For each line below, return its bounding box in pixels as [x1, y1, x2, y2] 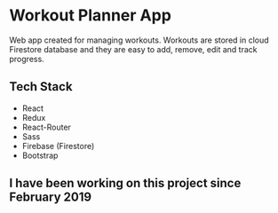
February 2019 [9, 190, 91, 205]
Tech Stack [9, 79, 73, 94]
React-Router [21, 122, 71, 132]
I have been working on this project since [9, 176, 242, 191]
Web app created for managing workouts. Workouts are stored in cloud [9, 35, 269, 45]
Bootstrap [21, 150, 59, 161]
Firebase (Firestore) [21, 140, 95, 151]
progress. [9, 53, 44, 64]
